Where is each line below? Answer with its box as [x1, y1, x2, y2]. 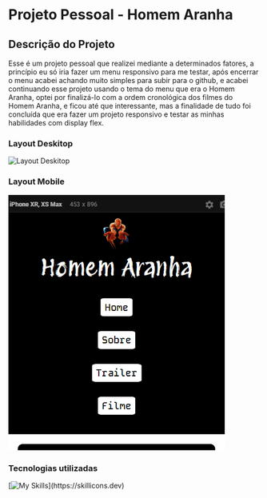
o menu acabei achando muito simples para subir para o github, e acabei [8, 76, 249, 85]
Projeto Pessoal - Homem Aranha [8, 6, 233, 24]
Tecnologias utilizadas [8, 462, 98, 473]
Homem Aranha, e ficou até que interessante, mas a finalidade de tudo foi [8, 102, 252, 110]
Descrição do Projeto [8, 38, 115, 51]
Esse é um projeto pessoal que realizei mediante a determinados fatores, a [8, 58, 254, 68]
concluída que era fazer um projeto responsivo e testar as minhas [8, 110, 225, 119]
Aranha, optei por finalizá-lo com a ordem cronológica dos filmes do [8, 93, 233, 102]
